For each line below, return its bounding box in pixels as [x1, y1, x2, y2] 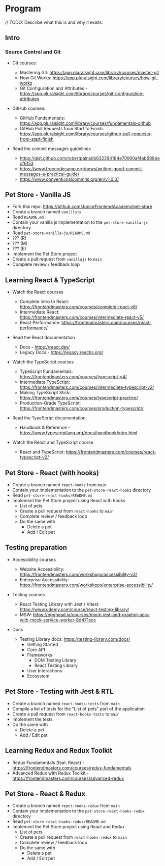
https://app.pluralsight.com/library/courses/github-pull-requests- [19, 131, 152, 137]
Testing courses [12, 591, 45, 597]
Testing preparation [5, 543, 67, 552]
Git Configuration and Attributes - [19, 85, 88, 91]
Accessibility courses [12, 557, 56, 562]
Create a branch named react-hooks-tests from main [12, 700, 120, 706]
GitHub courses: [12, 105, 46, 111]
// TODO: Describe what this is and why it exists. [5, 19, 103, 25]
